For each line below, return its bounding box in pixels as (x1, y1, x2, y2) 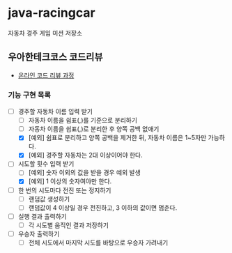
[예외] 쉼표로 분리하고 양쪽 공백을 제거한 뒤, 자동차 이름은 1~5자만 (28, 134, 207, 142)
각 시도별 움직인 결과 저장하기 (28, 221, 109, 229)
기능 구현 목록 (8, 90, 52, 100)
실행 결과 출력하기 (17, 212, 67, 220)
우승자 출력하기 (17, 229, 60, 238)
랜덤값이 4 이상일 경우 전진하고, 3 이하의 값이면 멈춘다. (28, 204, 178, 212)
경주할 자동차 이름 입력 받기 (17, 107, 93, 116)
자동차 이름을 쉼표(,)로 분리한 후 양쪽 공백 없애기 (28, 125, 160, 133)
